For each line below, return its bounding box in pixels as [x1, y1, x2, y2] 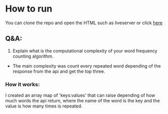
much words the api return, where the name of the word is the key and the [5, 98, 160, 104]
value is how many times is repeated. [5, 103, 82, 109]
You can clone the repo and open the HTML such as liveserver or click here [5, 20, 163, 26]
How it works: [5, 81, 40, 88]
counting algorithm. [12, 53, 54, 59]
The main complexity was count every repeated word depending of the [12, 63, 161, 69]
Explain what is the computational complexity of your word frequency [12, 47, 158, 53]
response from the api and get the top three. [12, 68, 105, 74]
